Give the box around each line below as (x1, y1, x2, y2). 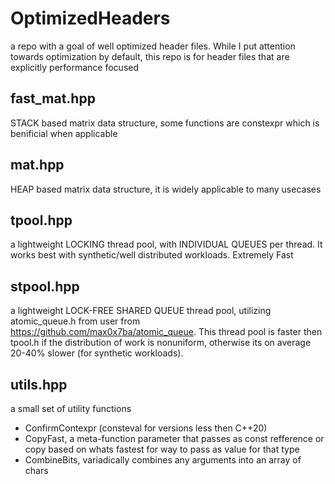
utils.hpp (10, 376, 68, 393)
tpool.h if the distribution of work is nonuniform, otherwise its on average (10, 337, 312, 349)
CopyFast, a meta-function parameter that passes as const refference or (24, 433, 325, 444)
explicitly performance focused (10, 61, 140, 73)
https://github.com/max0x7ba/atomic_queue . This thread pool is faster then (10, 326, 323, 338)
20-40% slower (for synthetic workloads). (10, 347, 184, 359)
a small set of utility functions (10, 403, 132, 414)
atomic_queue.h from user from (10, 315, 141, 327)
